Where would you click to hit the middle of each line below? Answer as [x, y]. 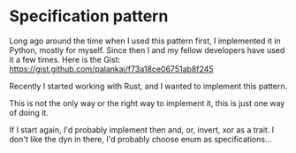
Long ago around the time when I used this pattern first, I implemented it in [145, 41]
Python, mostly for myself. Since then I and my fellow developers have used [147, 50]
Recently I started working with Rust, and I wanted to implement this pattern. [148, 86]
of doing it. [29, 112]
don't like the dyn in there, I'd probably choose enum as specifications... [140, 139]
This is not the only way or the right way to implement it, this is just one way [147, 103]
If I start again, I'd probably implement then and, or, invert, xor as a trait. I [142, 129]
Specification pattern [89, 16]
